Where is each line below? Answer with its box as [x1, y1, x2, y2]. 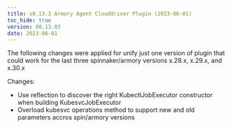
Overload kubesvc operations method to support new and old [17, 106, 195, 114]
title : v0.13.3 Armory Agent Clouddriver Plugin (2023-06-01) [7, 10, 192, 17]
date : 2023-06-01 [7, 29, 58, 37]
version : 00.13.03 [7, 23, 61, 30]
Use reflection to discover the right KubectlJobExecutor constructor [17, 91, 213, 99]
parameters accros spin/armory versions [17, 113, 135, 122]
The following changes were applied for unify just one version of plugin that [7, 49, 225, 57]
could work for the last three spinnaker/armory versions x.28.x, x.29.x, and [7, 57, 222, 65]
